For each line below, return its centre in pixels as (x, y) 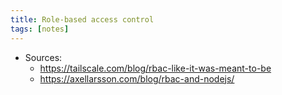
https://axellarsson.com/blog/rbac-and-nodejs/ (137, 78)
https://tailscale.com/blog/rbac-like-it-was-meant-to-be (155, 68)
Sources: (43, 57)
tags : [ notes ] (40, 29)
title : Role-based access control (82, 19)
